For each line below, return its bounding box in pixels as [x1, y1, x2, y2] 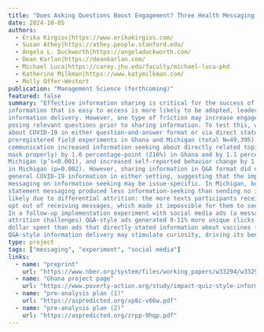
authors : [8, 26, 37, 34]
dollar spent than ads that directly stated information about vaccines [8, 223, 251, 232]
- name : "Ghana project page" [15, 275, 114, 283]
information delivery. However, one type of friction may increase [8, 114, 234, 122]
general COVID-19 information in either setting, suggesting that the [8, 172, 244, 181]
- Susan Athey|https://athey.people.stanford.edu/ [15, 41, 185, 49]
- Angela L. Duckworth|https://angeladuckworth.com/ [15, 48, 192, 56]
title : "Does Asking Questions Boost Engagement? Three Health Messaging [8, 11, 255, 20]
